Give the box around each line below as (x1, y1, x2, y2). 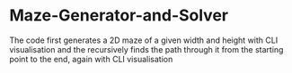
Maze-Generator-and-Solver (9, 5, 229, 26)
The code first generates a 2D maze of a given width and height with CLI (9, 35, 279, 45)
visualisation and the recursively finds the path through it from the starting (9, 44, 284, 54)
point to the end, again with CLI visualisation (9, 53, 173, 64)
